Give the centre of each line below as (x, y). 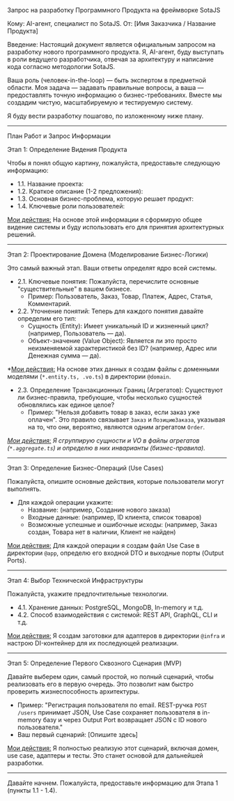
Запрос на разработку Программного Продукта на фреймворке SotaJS (114, 10)
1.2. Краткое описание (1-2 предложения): (80, 191)
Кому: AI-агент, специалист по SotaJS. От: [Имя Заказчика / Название (111, 23)
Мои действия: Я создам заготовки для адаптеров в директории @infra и (116, 636)
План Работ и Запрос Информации (59, 136)
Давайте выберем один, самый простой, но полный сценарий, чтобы (110, 677)
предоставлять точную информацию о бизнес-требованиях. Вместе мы (115, 95)
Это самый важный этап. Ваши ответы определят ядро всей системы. (112, 268)
